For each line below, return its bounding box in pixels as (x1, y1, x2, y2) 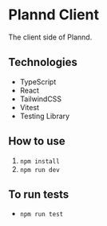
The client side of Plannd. (8, 32, 93, 42)
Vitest (19, 102, 40, 112)
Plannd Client (8, 6, 100, 24)
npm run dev (19, 166, 60, 174)
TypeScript (19, 76, 57, 86)
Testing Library (19, 111, 70, 121)
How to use (8, 134, 65, 148)
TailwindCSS (19, 94, 62, 104)
